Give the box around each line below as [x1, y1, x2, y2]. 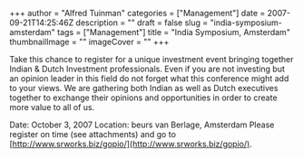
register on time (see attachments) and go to [9, 129, 177, 139]
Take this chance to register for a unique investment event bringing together [9, 54, 294, 64]
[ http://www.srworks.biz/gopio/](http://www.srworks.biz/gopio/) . [9, 139, 252, 149]
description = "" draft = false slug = [75, 17, 209, 28]
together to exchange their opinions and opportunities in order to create [9, 92, 279, 103]
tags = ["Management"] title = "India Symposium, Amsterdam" [57, 27, 290, 37]
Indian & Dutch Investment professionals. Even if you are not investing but [9, 63, 286, 74]
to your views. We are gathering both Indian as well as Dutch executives [9, 83, 279, 93]
